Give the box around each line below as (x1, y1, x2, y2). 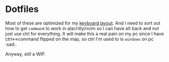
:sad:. (5, 41, 17, 47)
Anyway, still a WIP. (5, 51, 46, 57)
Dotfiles (5, 3, 39, 15)
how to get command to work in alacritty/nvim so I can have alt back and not (5, 25, 159, 31)
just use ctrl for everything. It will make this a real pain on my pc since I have (5, 30, 164, 36)
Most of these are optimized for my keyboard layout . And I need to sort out (5, 20, 160, 26)
